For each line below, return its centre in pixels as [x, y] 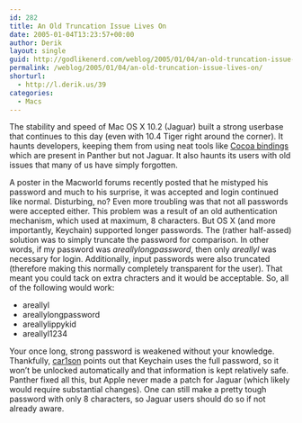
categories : [31, 93]
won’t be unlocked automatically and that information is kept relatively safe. [149, 371]
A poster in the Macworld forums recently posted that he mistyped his [139, 183]
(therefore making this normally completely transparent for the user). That [146, 269]
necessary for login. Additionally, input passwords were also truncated [140, 259]
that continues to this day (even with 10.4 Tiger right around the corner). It [147, 137]
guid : [19, 59]
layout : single [38, 51]
